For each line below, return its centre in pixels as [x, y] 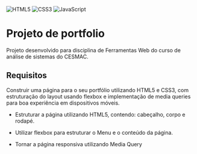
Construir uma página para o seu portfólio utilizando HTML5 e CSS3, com [97, 90]
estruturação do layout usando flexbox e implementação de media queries [98, 96]
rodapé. [25, 121]
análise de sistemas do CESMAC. [47, 57]
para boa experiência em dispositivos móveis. [63, 103]
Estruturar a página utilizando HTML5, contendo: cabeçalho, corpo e [100, 114]
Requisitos [27, 75]
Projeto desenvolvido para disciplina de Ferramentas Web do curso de [93, 50]
